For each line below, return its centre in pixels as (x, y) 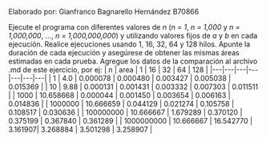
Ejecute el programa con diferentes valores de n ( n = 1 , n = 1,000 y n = (124, 27)
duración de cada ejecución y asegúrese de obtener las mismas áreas (124, 53)
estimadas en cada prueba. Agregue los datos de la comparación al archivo (133, 61)
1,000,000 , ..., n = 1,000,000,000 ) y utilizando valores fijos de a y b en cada (133, 36)
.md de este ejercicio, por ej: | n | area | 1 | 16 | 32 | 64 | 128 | (108, 70)
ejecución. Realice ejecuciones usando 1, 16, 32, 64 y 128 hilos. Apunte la (129, 44)
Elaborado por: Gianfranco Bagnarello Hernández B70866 (104, 12)
